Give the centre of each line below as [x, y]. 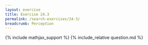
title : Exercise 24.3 [27, 14]
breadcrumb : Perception [30, 23]
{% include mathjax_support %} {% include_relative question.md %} [74, 38]
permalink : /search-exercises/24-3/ [43, 19]
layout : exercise [23, 10]
